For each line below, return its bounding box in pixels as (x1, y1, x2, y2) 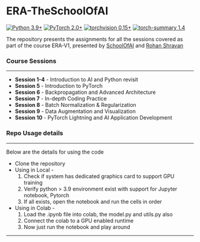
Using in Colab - (14, 204, 55, 212)
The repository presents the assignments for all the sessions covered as (6, 35, 183, 42)
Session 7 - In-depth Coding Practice (14, 95, 107, 102)
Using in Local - (14, 166, 54, 173)
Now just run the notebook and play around (23, 223, 130, 231)
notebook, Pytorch (23, 191, 70, 198)
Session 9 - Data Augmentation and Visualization (14, 108, 136, 115)
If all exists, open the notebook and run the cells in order (23, 198, 162, 205)
